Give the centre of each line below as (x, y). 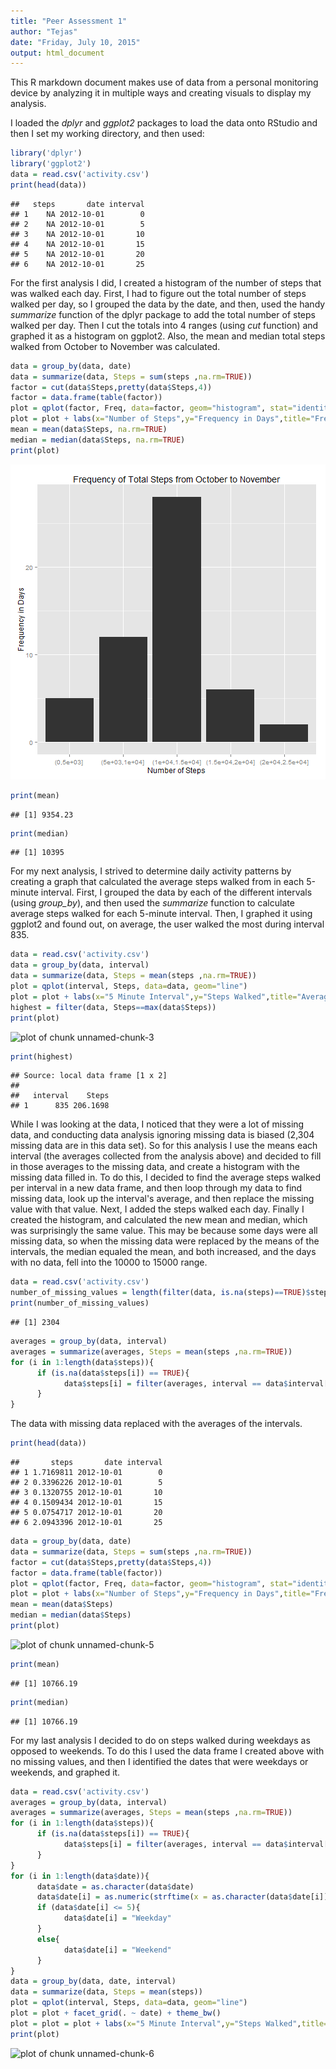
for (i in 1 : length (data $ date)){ (80, 1876)
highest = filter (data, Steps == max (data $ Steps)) (113, 1007)
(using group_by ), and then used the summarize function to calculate (152, 903)
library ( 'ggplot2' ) (51, 164)
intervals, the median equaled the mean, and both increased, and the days (163, 1252)
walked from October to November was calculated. (115, 346)
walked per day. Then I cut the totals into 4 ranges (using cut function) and (164, 325)
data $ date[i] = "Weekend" (117, 1950)
